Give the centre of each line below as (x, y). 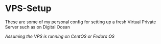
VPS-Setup (28, 8)
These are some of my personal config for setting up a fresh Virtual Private (80, 22)
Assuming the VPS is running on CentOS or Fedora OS (60, 36)
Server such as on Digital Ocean (37, 27)
